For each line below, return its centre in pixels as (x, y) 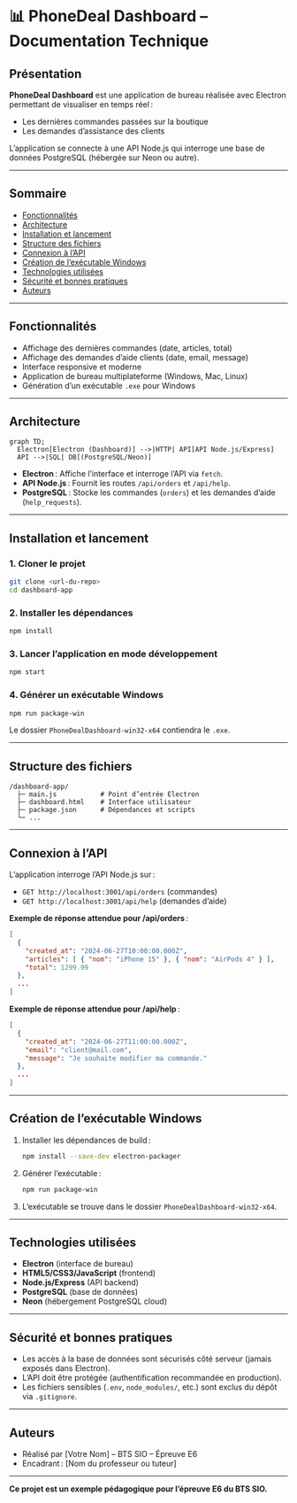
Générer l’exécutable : (61, 1173)
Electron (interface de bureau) (78, 1264)
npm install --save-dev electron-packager (101, 1156)
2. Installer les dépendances (71, 613)
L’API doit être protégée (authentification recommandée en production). (152, 1378)
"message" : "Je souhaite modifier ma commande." (116, 1058)
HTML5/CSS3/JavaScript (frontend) (89, 1273)
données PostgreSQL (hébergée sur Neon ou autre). (104, 158)
